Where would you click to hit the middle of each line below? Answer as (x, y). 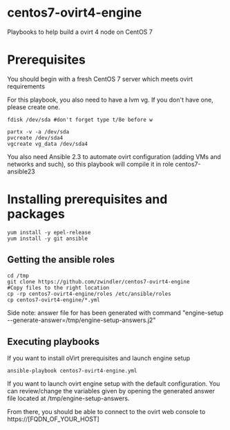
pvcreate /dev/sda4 (35, 138)
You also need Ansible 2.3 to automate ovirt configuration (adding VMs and (114, 156)
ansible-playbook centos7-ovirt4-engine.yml (72, 371)
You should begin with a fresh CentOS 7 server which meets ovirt (100, 79)
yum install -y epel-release (49, 232)
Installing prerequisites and (87, 199)
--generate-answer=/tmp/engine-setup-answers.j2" (82, 320)
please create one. (34, 107)
